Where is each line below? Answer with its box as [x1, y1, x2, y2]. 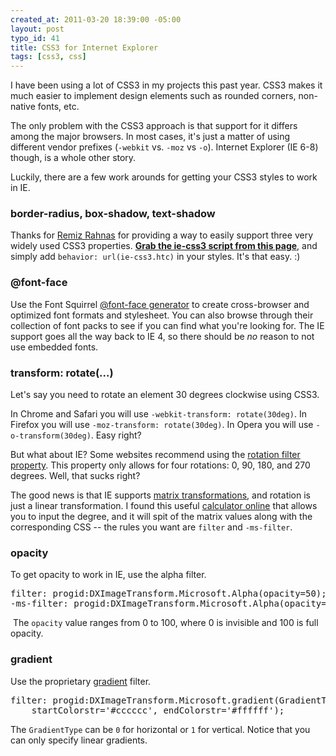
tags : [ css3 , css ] [10, 52, 87, 62]
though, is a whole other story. [10, 152, 137, 164]
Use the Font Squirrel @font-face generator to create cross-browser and [10, 298, 310, 310]
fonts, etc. [37, 101, 80, 113]
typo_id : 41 [10, 33, 60, 43]
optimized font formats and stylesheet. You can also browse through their [10, 309, 314, 321]
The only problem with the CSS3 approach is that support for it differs [10, 120, 298, 132]
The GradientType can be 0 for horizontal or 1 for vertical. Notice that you [10, 723, 311, 735]
